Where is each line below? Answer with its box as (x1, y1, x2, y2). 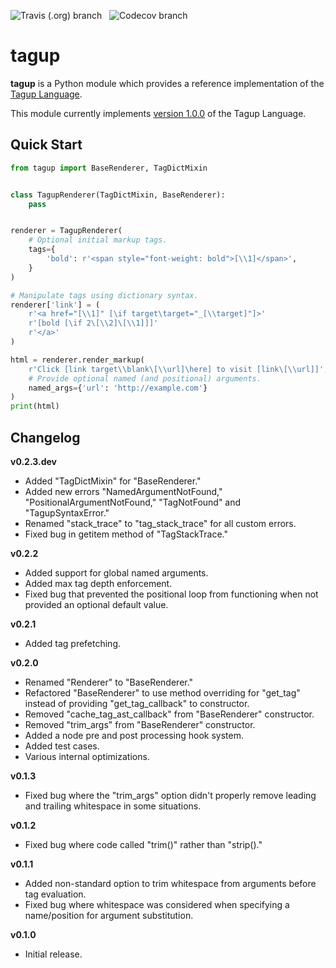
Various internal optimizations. (24, 750, 150, 762)
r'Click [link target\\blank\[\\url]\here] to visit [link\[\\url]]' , (28, 364, 329, 374)
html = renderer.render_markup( (10, 355, 145, 365)
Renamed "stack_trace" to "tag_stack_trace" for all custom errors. (24, 517, 297, 529)
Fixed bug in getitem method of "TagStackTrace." (24, 528, 228, 540)
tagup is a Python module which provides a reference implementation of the (10, 77, 325, 89)
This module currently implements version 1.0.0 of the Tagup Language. (10, 107, 307, 119)
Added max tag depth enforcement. (24, 577, 173, 589)
